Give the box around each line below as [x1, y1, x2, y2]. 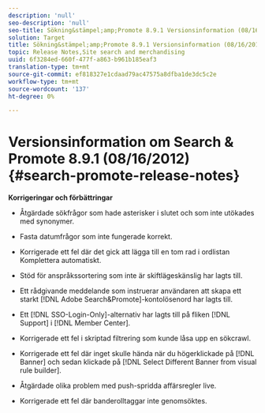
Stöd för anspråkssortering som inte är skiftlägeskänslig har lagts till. [19, 271, 243, 280]
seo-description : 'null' [8, 19, 90, 27]
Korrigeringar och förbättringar [8, 193, 113, 202]
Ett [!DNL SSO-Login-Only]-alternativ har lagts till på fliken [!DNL [19, 310, 230, 320]
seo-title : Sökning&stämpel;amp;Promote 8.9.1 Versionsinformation [8, 26, 235, 34]
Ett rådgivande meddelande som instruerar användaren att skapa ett [19, 286, 242, 296]
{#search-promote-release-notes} [8, 167, 241, 185]
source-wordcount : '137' [8, 84, 90, 93]
